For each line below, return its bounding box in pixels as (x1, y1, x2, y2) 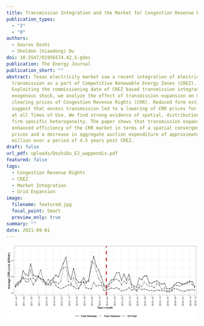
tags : (6, 163, 20, 169)
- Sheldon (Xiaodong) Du (12, 48, 75, 55)
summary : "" (6, 221, 36, 227)
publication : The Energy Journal (6, 61, 91, 67)
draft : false (6, 144, 39, 150)
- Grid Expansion (12, 188, 56, 195)
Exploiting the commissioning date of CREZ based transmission (12, 87, 175, 93)
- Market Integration (12, 182, 67, 188)
